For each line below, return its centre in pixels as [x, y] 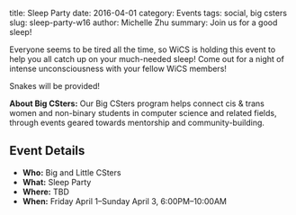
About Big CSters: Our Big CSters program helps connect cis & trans [137, 103]
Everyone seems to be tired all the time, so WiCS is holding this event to [143, 49]
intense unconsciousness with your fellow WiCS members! [118, 68]
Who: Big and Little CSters [72, 172]
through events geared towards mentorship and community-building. [137, 122]
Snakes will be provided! [55, 86]
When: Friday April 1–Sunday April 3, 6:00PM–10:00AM [125, 201]
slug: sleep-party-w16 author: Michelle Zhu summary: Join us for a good [144, 22]
